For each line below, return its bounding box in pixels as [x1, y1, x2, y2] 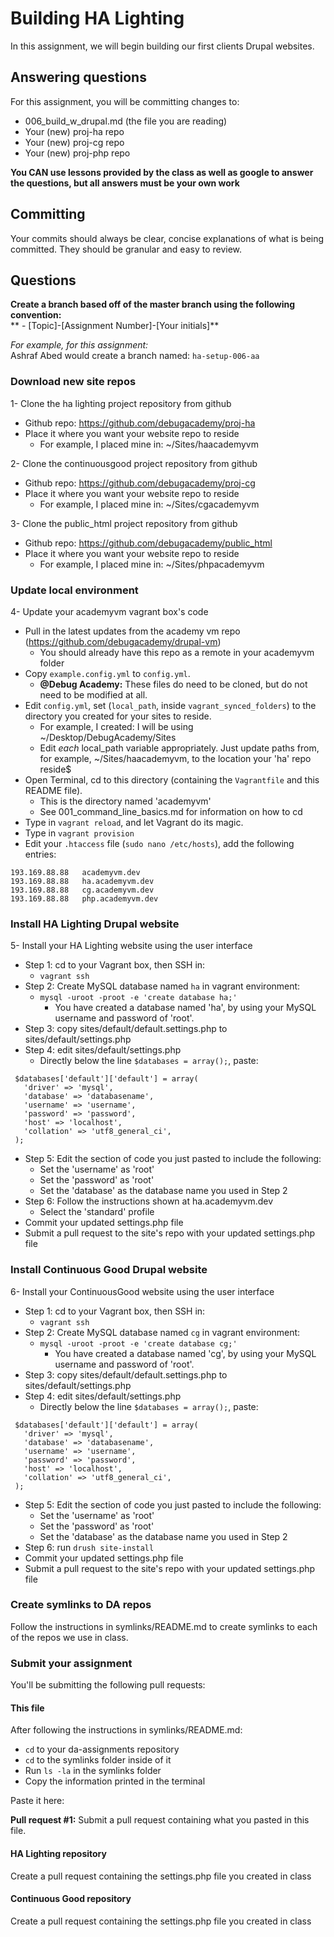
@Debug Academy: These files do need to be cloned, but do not [39, 678, 308, 690]
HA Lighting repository [10, 1847, 107, 1859]
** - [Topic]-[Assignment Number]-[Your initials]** [10, 320, 220, 332]
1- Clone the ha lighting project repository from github [10, 397, 232, 409]
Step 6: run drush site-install [24, 1541, 155, 1553]
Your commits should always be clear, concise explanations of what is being [10, 232, 325, 244]
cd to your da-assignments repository [24, 1743, 180, 1756]
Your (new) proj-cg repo [24, 136, 125, 148]
